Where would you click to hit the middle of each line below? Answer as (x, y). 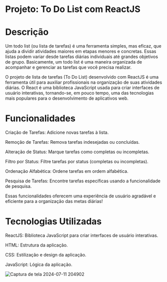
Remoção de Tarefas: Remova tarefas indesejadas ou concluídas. (72, 142)
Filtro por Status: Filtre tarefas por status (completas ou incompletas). (77, 162)
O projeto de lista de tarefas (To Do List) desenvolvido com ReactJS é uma (82, 77)
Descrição (27, 32)
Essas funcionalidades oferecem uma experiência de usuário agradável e (80, 196)
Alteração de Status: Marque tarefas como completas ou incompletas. (77, 152)
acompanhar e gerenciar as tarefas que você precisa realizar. (68, 67)
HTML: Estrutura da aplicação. (36, 245)
